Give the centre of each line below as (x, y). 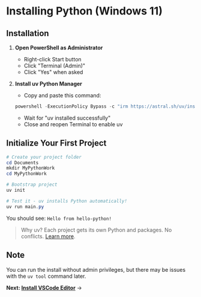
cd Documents (22, 163)
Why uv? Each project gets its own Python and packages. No (96, 230)
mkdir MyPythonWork (31, 168)
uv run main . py (25, 207)
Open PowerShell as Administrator (59, 47)
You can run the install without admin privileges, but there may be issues (96, 269)
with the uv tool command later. (46, 276)
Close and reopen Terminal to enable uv (73, 124)
